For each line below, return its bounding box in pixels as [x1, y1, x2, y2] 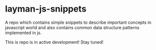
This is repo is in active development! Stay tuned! [5, 39, 104, 45]
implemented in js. [5, 30, 42, 35]
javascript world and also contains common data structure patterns [5, 24, 139, 30]
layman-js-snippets [5, 3, 87, 15]
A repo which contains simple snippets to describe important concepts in [5, 19, 152, 25]
